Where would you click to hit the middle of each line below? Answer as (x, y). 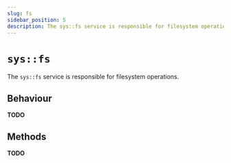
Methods (27, 137)
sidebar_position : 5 (37, 20)
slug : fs (20, 13)
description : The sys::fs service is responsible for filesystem (102, 26)
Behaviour (30, 98)
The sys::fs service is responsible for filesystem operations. (93, 77)
